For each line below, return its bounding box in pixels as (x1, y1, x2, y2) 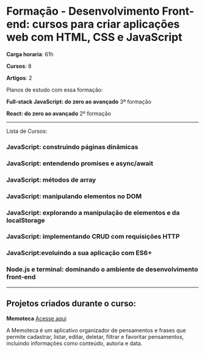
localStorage (6, 216, 45, 225)
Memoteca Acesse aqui (6, 314, 67, 322)
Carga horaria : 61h (6, 50, 54, 58)
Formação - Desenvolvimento (6, 4, 160, 18)
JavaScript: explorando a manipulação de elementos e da (6, 208, 180, 217)
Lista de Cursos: (6, 127, 48, 135)
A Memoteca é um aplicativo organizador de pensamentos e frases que (6, 326, 186, 334)
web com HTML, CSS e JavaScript (6, 31, 182, 44)
